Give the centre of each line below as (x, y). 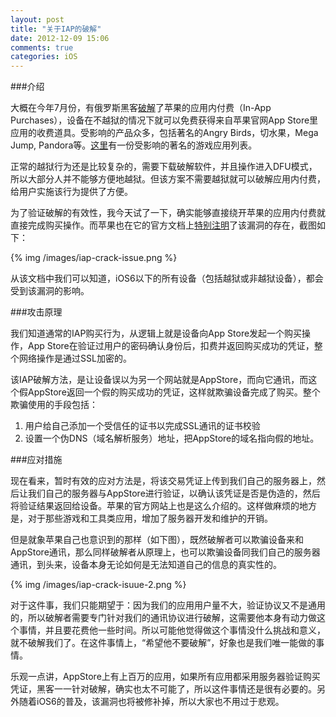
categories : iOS (44, 57)
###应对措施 (36, 460)
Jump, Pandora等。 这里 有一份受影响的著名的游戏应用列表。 (134, 145)
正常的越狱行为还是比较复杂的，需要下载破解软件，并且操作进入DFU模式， (164, 167)
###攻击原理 (36, 312)
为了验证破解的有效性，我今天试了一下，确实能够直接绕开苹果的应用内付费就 (168, 213)
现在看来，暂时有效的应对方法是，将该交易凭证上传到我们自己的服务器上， (163, 481)
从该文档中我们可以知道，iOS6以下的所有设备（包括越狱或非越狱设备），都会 (167, 278)
